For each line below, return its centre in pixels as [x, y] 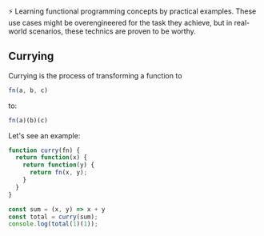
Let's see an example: [44, 135]
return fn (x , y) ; [58, 173]
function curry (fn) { [44, 150]
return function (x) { [52, 158]
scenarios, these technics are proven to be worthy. [112, 31]
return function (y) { [58, 165]
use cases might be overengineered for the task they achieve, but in [120, 23]
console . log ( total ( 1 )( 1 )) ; [53, 224]
